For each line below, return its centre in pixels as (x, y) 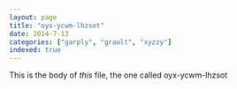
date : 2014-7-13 (39, 33)
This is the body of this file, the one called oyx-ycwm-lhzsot (119, 75)
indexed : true (35, 50)
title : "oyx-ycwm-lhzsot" (57, 26)
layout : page (33, 17)
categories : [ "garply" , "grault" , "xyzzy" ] (91, 42)
